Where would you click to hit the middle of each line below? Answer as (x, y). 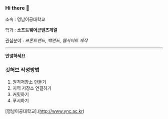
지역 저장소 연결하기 (32, 88)
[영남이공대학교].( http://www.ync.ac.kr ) (45, 111)
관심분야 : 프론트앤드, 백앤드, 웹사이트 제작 (46, 41)
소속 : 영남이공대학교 (25, 19)
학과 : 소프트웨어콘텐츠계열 (31, 30)
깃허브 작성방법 (22, 70)
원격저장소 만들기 (29, 82)
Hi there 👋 (17, 8)
